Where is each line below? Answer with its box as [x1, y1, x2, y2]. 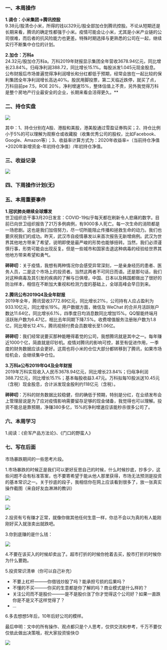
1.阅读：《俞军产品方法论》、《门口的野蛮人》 [5, 430, 93, 436]
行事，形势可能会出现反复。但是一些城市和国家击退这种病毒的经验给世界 [9, 246, 158, 252]
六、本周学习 [5, 418, 36, 425]
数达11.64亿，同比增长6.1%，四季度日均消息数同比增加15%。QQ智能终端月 [5, 310, 158, 316]
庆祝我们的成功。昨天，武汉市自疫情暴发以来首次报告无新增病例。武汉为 [9, 233, 158, 239]
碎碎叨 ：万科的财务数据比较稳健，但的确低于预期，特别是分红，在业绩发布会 [5, 392, 162, 398]
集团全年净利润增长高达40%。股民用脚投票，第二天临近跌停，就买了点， [9, 77, 159, 83]
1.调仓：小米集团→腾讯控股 [5, 16, 61, 23]
